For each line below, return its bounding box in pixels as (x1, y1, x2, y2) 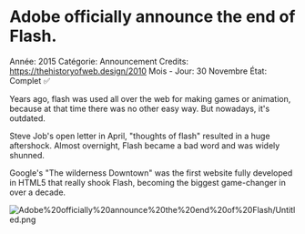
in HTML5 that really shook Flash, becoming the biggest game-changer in (9, 177, 287, 188)
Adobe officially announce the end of (9, 6, 296, 27)
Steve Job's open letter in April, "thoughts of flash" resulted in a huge (9, 130, 270, 141)
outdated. (9, 112, 46, 124)
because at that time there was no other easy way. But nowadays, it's (9, 103, 270, 114)
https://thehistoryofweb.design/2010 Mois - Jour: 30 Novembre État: (9, 66, 267, 76)
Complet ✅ (9, 75, 51, 86)
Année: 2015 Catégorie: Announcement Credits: (9, 56, 189, 66)
